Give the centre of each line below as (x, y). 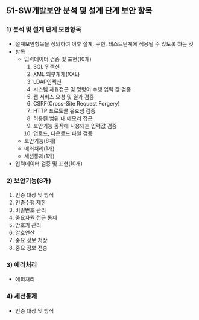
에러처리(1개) (39, 148)
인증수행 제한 (30, 202)
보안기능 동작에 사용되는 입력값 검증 (75, 126)
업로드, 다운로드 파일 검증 (63, 133)
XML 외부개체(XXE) (56, 74)
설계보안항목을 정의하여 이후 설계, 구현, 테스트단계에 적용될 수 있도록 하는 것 (104, 43)
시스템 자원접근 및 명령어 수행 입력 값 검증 (82, 89)
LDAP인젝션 (47, 82)
